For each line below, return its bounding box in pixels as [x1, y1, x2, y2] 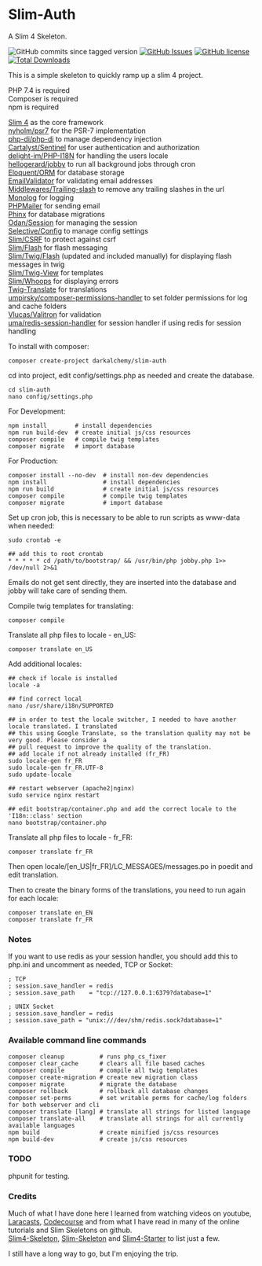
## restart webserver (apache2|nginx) [8, 784, 135, 792]
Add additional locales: [8, 659, 82, 668]
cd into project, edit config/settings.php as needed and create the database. [8, 370, 255, 380]
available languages [8, 1121, 76, 1129]
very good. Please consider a [8, 736, 107, 744]
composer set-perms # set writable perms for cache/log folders [8, 1094, 247, 1102]
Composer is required [8, 94, 78, 103]
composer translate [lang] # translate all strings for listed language [8, 1107, 251, 1116]
